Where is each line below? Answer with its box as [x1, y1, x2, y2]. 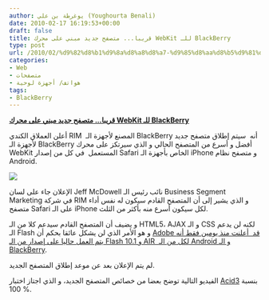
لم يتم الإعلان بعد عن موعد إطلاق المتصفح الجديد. [9, 261, 155, 270]
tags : [9, 86, 27, 94]
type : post [9, 42, 45, 50]
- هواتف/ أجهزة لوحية [9, 78, 81, 86]
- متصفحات [9, 71, 42, 79]
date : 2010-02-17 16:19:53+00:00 [9, 19, 121, 27]
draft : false [9, 26, 53, 34]
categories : [9, 57, 49, 65]
